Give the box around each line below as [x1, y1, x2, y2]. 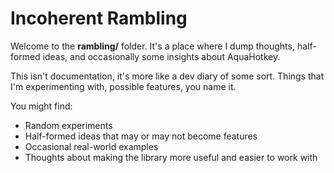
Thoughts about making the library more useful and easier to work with [24, 151, 318, 163]
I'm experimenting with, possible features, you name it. [10, 80, 237, 92]
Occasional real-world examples [24, 140, 159, 152]
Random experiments [24, 119, 113, 131]
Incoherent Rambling [10, 7, 188, 30]
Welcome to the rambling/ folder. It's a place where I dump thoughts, [10, 40, 295, 52]
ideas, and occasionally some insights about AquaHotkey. [42, 50, 281, 62]
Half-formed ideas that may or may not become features [24, 130, 258, 142]
